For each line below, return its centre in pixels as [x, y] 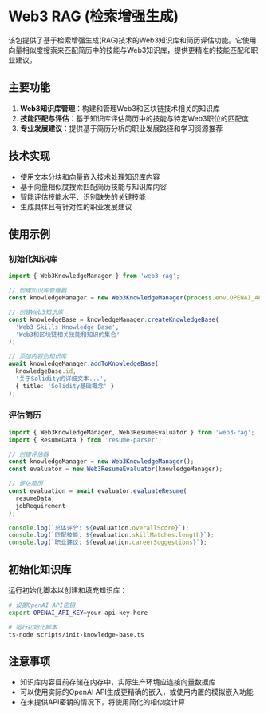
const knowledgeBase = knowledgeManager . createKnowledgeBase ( [114, 319]
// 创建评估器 [29, 454]
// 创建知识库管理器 [37, 291]
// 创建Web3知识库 [36, 312]
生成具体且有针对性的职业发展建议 [76, 206]
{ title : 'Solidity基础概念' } [65, 386]
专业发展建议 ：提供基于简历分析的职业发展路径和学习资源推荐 [121, 128]
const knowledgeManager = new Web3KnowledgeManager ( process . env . [119, 298]
